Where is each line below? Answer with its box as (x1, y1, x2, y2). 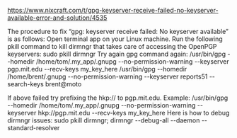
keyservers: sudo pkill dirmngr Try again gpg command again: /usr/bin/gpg (7, 50, 226, 58)
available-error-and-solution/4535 (7, 13, 108, 22)
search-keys (7, 80, 44, 88)
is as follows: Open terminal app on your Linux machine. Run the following (7, 35, 223, 43)
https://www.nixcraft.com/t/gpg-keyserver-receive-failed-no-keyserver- (7, 6, 219, 14)
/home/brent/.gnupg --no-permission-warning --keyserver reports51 (7, 72, 208, 81)
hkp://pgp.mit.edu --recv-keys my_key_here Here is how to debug (37, 109, 230, 117)
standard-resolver (7, 124, 60, 132)
